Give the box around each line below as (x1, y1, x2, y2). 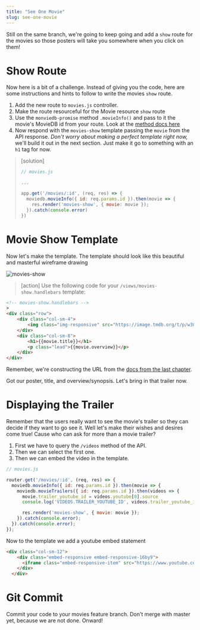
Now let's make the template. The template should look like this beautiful (6, 252, 185, 260)
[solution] (20, 157, 45, 164)
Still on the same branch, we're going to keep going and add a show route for (6, 30, 193, 38)
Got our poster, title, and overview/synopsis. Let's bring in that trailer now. (6, 378, 187, 385)
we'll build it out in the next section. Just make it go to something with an (14, 139, 193, 146)
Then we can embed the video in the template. (14, 455, 129, 462)
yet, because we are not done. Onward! (6, 617, 103, 624)
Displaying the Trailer (6, 398, 114, 411)
